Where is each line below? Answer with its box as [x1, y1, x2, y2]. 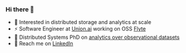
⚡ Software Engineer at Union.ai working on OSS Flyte [14, 25, 146, 32]
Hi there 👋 [5, 5, 35, 14]
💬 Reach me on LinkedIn [14, 40, 73, 47]
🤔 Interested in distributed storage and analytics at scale [14, 19, 152, 26]
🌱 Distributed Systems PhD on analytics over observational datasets [14, 34, 180, 41]
